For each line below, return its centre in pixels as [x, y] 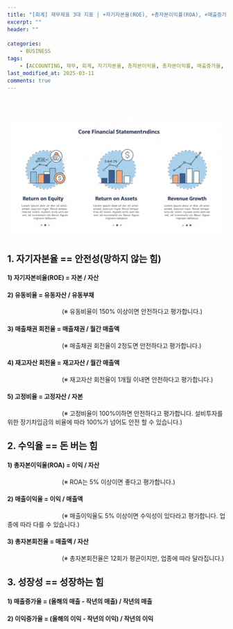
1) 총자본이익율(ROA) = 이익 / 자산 [53, 464]
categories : [24, 44]
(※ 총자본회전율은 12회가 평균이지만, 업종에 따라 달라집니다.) [143, 558]
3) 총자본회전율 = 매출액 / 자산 [48, 542]
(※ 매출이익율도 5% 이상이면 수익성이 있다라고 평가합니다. [140, 515]
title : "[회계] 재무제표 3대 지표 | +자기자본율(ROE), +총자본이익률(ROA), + [107, 15]
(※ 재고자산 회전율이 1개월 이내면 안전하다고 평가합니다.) [137, 379]
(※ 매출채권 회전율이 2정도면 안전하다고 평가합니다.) [131, 345]
